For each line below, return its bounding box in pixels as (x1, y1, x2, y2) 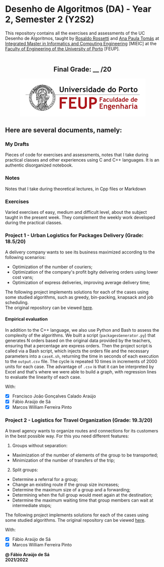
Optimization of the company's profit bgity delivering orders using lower (12, 269, 158, 275)
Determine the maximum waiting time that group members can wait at (12, 497, 154, 503)
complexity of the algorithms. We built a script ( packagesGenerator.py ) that (5, 332, 156, 338)
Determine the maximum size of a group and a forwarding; (12, 487, 131, 493)
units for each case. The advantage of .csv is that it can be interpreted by (5, 364, 154, 369)
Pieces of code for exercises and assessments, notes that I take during (5, 152, 149, 158)
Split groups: (12, 467, 38, 473)
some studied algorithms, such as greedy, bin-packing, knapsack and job (5, 294, 154, 300)
